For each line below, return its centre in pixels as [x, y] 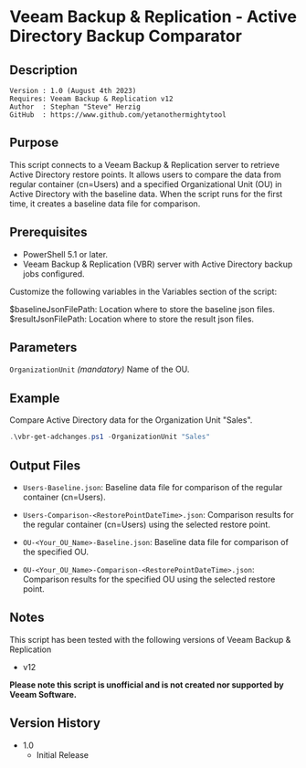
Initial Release [63, 754]
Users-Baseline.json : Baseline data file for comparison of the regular [153, 487]
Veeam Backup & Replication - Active [153, 17]
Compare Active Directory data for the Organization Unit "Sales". [131, 420]
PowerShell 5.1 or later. [65, 254]
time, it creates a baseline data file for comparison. [105, 204]
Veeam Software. [43, 694]
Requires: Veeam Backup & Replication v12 [91, 99]
